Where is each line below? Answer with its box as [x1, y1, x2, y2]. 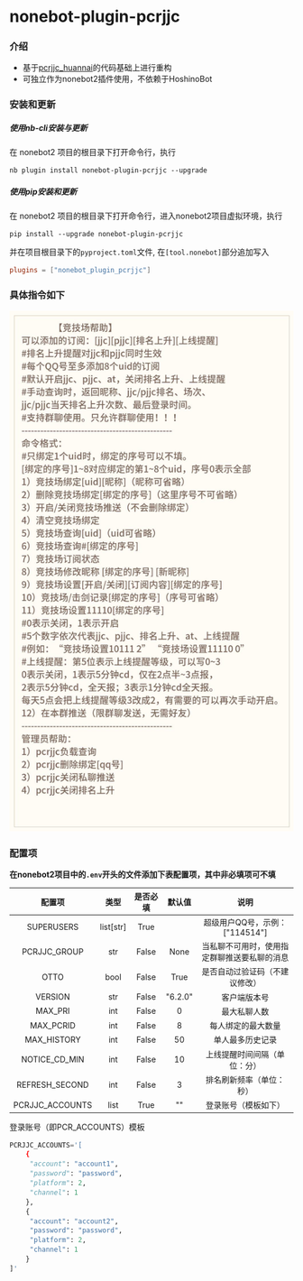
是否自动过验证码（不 [201, 966, 281, 977]
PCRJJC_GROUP [22, 945, 84, 957]
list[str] [99, 921, 127, 932]
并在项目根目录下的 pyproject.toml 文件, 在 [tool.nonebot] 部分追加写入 [9, 246, 270, 258]
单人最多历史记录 [213, 1035, 278, 1046]
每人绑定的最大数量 [209, 1020, 281, 1031]
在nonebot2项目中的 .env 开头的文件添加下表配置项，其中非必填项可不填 [9, 869, 277, 880]
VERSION [35, 991, 70, 1002]
